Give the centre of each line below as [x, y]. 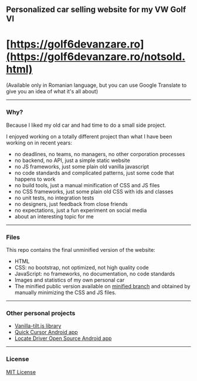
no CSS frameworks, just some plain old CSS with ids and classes [94, 191]
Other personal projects [41, 313]
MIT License [21, 372]
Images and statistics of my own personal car [69, 280]
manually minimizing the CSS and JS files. [65, 292]
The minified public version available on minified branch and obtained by [102, 286]
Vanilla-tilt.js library [38, 326]
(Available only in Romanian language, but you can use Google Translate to [96, 85]
